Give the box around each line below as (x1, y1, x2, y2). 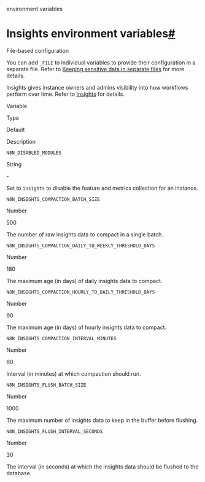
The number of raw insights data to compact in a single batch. (6, 230, 164, 238)
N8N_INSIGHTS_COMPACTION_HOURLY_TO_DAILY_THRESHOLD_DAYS (6, 289, 155, 295)
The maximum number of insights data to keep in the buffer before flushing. (6, 416, 198, 424)
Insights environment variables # (6, 27, 176, 41)
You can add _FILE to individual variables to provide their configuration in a (6, 58, 196, 66)
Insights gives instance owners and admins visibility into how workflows (6, 84, 188, 91)
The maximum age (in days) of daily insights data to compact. (6, 277, 163, 284)
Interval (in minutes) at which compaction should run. (6, 370, 141, 377)
